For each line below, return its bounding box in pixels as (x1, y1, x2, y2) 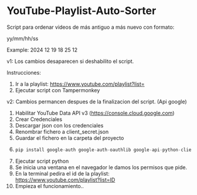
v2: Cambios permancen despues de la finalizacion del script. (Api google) (6, 98, 187, 105)
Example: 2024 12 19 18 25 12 (6, 46, 78, 53)
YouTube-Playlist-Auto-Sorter (6, 4, 157, 18)
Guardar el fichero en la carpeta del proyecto (15, 134, 124, 142)
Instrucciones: (6, 69, 42, 76)
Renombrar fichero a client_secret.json (15, 128, 109, 135)
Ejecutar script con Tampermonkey (15, 86, 100, 93)
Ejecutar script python (15, 157, 69, 164)
